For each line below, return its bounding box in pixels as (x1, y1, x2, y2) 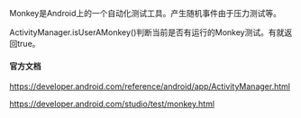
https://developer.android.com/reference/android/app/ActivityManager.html (9, 81, 291, 92)
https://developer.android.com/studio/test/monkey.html (9, 98, 214, 110)
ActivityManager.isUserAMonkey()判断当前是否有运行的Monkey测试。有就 (9, 27, 285, 38)
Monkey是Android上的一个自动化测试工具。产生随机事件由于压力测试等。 (9, 8, 282, 18)
